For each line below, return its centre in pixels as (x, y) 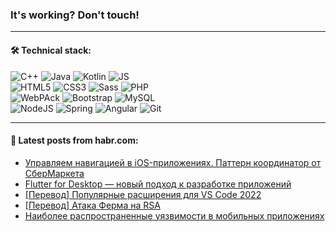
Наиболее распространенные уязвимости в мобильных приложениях (174, 215)
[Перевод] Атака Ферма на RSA (92, 205)
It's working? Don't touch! (75, 15)
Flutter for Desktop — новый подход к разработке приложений (158, 184)
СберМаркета (54, 173)
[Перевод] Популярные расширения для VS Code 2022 (143, 194)
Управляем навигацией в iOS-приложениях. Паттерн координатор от (173, 162)
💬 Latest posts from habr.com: (74, 140)
